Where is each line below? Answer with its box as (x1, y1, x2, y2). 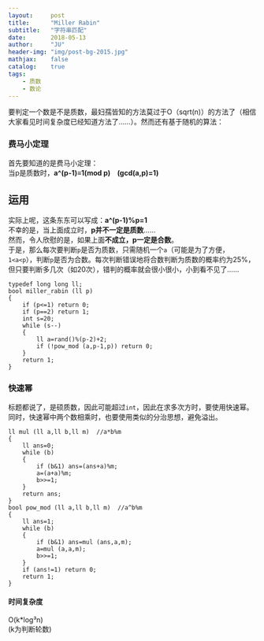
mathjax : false (8, 56, 69, 64)
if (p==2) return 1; (22, 308, 90, 316)
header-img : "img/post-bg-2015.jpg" (8, 48, 128, 56)
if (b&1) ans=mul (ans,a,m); (36, 538, 132, 546)
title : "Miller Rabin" (8, 19, 101, 27)
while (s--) (22, 322, 61, 330)
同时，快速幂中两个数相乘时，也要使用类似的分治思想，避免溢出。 (8, 412, 222, 421)
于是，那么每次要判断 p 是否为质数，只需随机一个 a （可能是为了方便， (8, 245, 230, 254)
